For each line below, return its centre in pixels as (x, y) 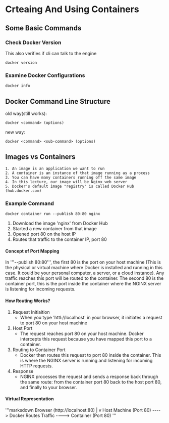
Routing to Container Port (39, 350)
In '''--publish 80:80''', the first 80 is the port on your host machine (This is (83, 262)
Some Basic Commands (43, 28)
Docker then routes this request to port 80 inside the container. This (91, 355)
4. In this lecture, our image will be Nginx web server (66, 182)
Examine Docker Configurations (45, 75)
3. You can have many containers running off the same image (71, 177)
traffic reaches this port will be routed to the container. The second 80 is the (84, 278)
